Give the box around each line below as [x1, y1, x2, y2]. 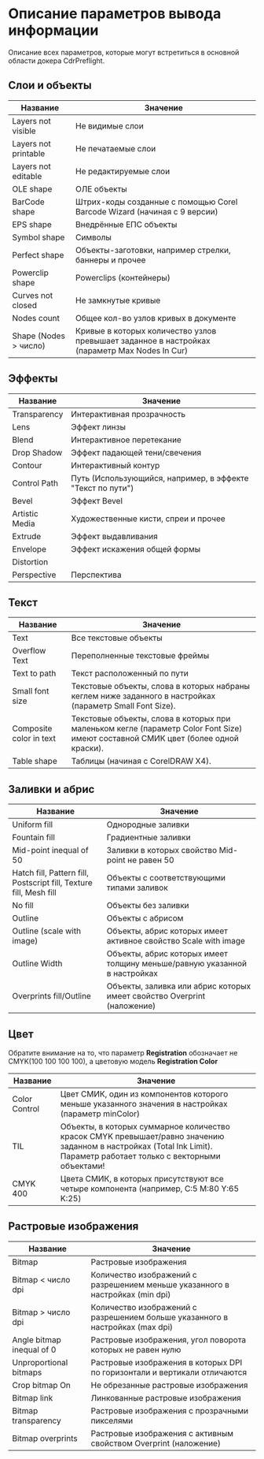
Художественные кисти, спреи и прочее [70, 513, 225, 524]
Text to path [12, 668, 57, 679]
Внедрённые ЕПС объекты [75, 218, 178, 229]
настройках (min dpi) [90, 1289, 171, 1300]
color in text [12, 733, 57, 744]
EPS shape [12, 218, 53, 229]
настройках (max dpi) [90, 1321, 174, 1332]
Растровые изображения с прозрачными [90, 1405, 249, 1416]
